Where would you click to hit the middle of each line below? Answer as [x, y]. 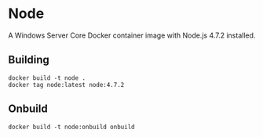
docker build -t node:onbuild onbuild [71, 127]
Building [29, 60]
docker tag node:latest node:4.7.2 [66, 85]
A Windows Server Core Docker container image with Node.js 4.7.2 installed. [132, 35]
